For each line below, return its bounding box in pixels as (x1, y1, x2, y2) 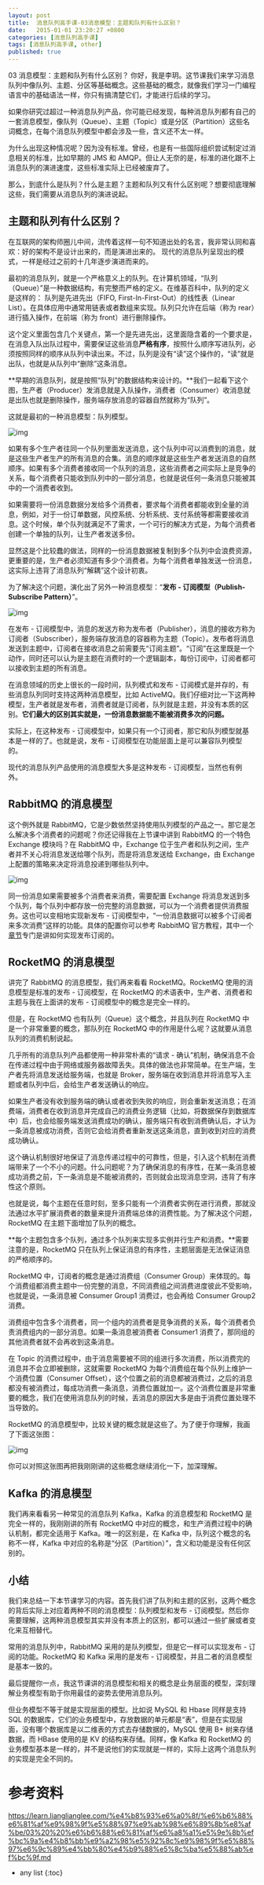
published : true (8, 48, 61, 56)
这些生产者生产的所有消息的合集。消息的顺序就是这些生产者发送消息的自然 (14, 453, 256, 463)
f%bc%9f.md (8, 1853, 52, 1862)
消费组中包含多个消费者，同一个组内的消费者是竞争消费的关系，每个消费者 (8, 1318, 249, 1327)
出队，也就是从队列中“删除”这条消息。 (8, 358, 132, 368)
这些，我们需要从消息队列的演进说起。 (8, 189, 132, 199)
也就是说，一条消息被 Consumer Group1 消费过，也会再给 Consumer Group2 (8, 1291, 256, 1300)
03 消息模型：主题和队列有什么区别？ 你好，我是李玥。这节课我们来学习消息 (8, 71, 255, 79)
